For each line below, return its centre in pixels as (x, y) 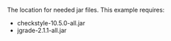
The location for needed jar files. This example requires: (86, 10)
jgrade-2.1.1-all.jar (42, 30)
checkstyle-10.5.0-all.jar (51, 23)
